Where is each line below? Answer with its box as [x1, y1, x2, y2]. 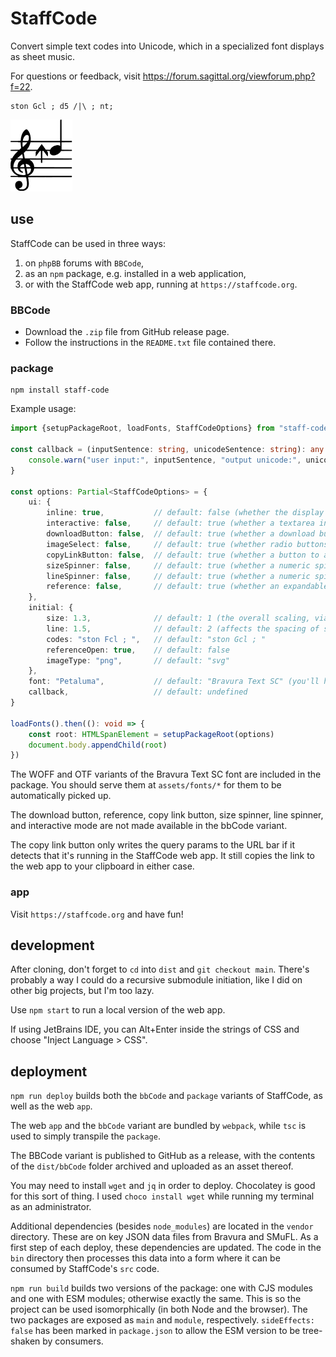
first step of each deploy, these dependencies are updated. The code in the [10, 1242, 322, 1254]
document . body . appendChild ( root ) [28, 740, 168, 750]
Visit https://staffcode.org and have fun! [10, 908, 184, 920]
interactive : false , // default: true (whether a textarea [46, 518, 315, 529]
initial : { [28, 603, 74, 613]
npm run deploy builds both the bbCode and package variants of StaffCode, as [10, 1090, 323, 1102]
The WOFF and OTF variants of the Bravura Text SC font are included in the [10, 768, 322, 781]
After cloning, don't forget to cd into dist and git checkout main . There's [10, 963, 310, 976]
